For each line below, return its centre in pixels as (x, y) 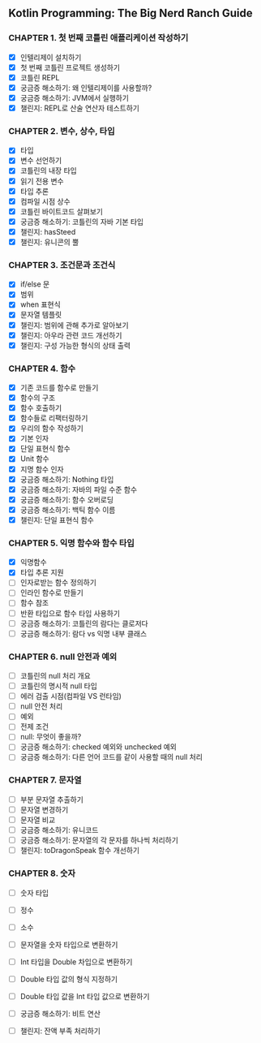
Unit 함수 (35, 459)
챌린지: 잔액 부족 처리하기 (60, 1031)
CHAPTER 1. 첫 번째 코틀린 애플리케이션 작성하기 (98, 38)
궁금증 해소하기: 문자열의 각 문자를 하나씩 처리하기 (99, 840)
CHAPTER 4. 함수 (42, 368)
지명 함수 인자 (42, 469)
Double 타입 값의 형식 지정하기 (69, 979)
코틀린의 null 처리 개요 (55, 675)
